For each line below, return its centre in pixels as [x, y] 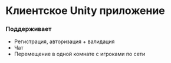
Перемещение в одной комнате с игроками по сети [80, 54]
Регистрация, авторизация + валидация [64, 41]
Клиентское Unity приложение [85, 11]
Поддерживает [29, 29]
